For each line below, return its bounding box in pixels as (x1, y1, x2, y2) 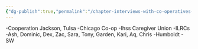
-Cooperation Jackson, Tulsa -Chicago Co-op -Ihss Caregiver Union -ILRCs (5, 24, 190, 32)
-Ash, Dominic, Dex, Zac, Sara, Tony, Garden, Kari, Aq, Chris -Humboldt (5, 30, 180, 38)
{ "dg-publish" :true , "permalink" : (5, 8, 88, 15)
